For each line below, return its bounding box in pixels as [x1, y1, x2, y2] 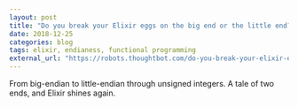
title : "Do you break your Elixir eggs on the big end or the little [9, 21, 272, 30]
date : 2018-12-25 [9, 29, 74, 38]
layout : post [9, 12, 58, 22]
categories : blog [9, 37, 74, 47]
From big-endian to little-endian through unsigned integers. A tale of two [9, 79, 275, 88]
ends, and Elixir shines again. [9, 88, 116, 98]
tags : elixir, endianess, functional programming [9, 46, 197, 55]
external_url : [9, 54, 62, 63]
